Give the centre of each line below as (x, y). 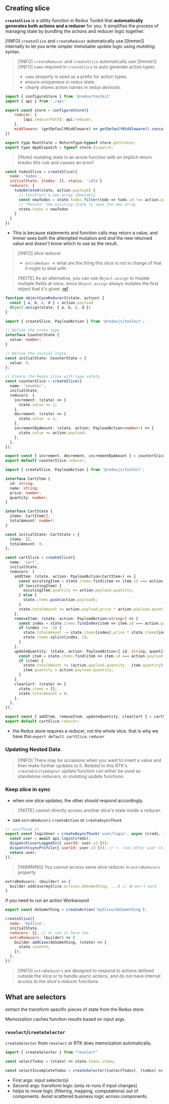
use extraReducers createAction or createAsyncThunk (67, 820)
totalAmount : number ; (32, 521)
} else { (28, 595)
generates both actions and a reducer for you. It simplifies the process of (82, 26)
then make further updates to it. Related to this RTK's (72, 766)
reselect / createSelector (35, 1032)
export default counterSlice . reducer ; (46, 461)
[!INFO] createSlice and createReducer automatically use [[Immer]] (75, 41)
